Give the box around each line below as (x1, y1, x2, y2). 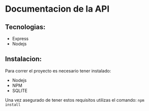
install (5, 102, 21, 107)
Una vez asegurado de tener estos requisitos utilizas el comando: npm (5, 97, 145, 103)
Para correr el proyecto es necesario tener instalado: (5, 68, 111, 74)
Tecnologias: (5, 23, 45, 31)
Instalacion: (5, 55, 42, 63)
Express (12, 36, 29, 41)
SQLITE (12, 88, 28, 93)
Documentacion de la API (5, 3, 110, 15)
